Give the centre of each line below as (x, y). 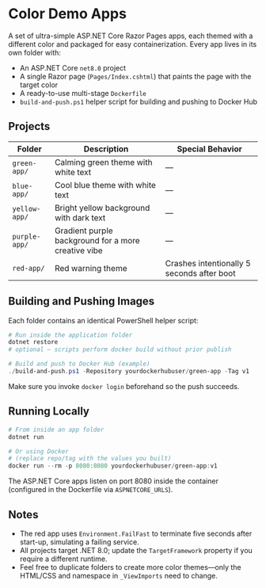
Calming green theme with (103, 162)
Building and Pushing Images (82, 302)
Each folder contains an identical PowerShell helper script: (103, 320)
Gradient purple (84, 231)
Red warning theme (91, 268)
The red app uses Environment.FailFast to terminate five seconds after (136, 533)
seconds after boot (200, 273)
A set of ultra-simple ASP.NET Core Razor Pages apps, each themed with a (131, 36)
